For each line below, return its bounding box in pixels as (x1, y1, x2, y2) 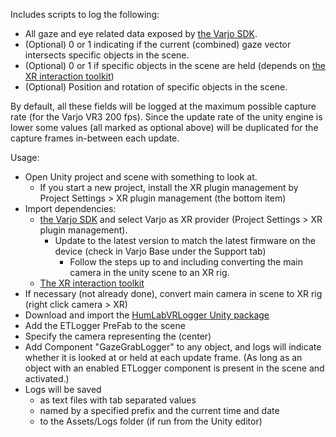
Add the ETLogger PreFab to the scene (24, 320, 186, 331)
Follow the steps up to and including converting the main (69, 256, 303, 268)
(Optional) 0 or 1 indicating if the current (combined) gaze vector (24, 39, 292, 50)
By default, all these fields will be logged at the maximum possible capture (10, 100, 317, 112)
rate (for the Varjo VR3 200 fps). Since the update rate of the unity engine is (10, 111, 323, 123)
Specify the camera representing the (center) (24, 330, 212, 342)
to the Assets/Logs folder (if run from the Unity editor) (39, 415, 263, 427)
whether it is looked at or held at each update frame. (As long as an (24, 352, 303, 363)
